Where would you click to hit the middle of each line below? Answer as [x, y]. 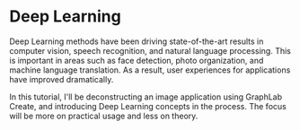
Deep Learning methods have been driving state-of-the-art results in [137, 41]
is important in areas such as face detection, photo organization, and [137, 60]
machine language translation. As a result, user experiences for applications [150, 70]
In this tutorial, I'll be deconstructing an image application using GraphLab [146, 97]
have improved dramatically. [62, 79]
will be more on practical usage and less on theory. [104, 116]
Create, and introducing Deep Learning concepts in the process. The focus [148, 106]
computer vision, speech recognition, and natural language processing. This [150, 50]
